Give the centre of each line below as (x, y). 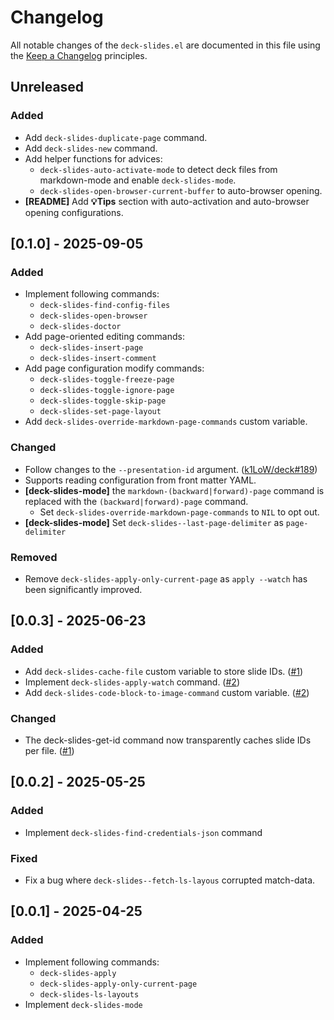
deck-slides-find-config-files (105, 306)
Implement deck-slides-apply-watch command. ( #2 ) (132, 682)
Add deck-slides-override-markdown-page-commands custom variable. (166, 422)
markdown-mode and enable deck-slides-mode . (138, 180)
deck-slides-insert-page (91, 348)
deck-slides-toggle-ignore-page (107, 391)
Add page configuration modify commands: (114, 368)
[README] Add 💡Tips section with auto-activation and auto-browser (167, 201)
